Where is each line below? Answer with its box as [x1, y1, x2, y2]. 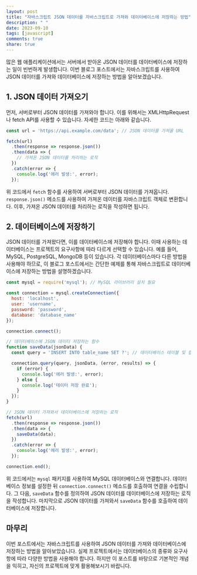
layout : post [6, 8, 38, 15]
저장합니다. [31, 504, 57, 511]
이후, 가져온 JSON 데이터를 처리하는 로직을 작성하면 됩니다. [13, 202, 150, 210]
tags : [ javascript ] [6, 31, 54, 36]
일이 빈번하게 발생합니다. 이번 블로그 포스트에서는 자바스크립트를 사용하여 [12, 65, 180, 72]
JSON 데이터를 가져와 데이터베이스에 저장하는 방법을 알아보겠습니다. [6, 73, 163, 80]
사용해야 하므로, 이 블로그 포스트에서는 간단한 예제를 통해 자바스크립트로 [6, 260, 171, 268]
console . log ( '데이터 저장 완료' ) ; [21, 382, 98, 388]
